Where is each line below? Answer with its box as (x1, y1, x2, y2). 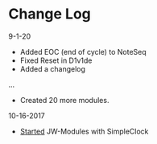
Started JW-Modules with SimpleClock (19, 126, 149, 136)
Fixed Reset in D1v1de (19, 56, 93, 65)
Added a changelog (19, 64, 86, 73)
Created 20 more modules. (19, 95, 109, 105)
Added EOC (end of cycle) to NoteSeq (19, 47, 147, 56)
